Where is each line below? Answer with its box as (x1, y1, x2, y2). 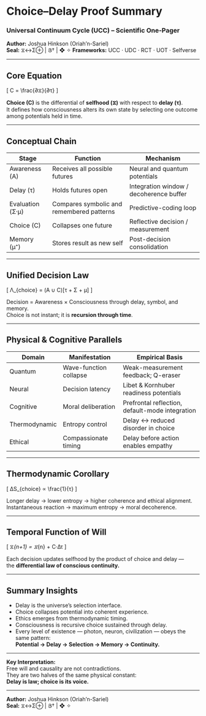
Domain (21, 352, 45, 361)
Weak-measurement (122, 363, 183, 371)
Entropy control (63, 420, 107, 428)
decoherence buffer (129, 190, 187, 199)
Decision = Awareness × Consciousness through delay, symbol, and (6, 298, 178, 305)
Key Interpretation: (6, 658, 56, 666)
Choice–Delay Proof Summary (6, 4, 162, 18)
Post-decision (129, 235, 171, 243)
